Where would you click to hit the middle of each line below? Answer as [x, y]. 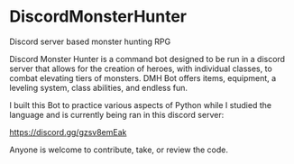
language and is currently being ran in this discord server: [117, 114]
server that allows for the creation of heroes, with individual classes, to [141, 68]
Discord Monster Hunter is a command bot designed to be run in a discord [147, 59]
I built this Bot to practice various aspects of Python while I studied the [141, 105]
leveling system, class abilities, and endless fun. [98, 87]
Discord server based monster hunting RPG [90, 41]
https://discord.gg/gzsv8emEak [68, 132]
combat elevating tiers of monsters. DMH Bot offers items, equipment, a [143, 77]
